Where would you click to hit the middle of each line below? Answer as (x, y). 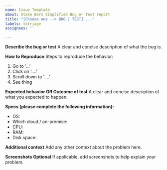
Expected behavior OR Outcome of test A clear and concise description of (82, 92)
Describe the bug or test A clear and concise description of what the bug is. (84, 47)
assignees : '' (20, 28)
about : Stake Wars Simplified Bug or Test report (58, 14)
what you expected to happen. (37, 97)
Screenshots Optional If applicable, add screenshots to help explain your (81, 157)
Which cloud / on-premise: (40, 122)
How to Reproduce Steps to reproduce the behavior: (59, 57)
